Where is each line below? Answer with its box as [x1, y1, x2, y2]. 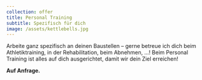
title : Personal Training [6, 15, 72, 21]
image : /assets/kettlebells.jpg [6, 25, 88, 32]
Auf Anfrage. [6, 67, 41, 75]
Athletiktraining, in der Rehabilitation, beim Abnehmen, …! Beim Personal [6, 49, 189, 56]
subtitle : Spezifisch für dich [6, 20, 86, 26]
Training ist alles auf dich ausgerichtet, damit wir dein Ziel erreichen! [6, 55, 179, 62]
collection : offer [6, 8, 53, 15]
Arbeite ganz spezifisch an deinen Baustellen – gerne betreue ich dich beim [6, 42, 197, 50]
